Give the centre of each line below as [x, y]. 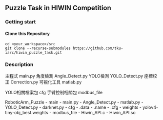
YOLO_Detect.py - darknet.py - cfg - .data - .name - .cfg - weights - [73, 107]
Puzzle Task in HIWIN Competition [58, 8]
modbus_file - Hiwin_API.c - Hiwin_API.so [94, 112]
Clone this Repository [28, 33]
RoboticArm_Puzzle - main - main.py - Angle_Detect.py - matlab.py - [74, 102]
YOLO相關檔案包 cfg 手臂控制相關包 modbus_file [54, 92]
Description [19, 64]
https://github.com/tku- [98, 48]
